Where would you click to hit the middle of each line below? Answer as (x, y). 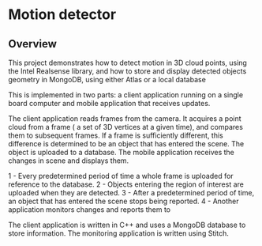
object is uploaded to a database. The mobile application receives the (121, 152)
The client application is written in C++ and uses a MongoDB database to (127, 225)
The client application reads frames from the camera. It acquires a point (125, 119)
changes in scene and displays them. (69, 161)
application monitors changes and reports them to (90, 210)
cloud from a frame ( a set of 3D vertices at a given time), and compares (125, 127)
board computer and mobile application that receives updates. (109, 103)
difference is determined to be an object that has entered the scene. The (126, 144)
